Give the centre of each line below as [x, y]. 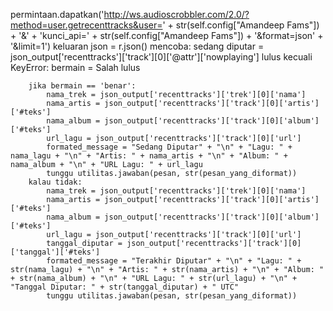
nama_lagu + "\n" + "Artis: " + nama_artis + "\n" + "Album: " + [149, 156]
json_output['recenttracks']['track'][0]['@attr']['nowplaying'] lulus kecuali [161, 57]
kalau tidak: [55, 182]
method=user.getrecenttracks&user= [86, 25]
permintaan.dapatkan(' [57, 14]
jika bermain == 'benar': [82, 86]
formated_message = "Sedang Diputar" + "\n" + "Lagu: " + [169, 147]
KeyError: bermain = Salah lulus [75, 67]
